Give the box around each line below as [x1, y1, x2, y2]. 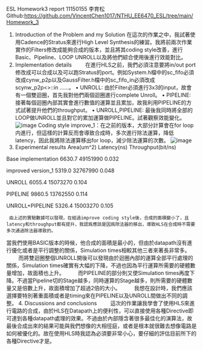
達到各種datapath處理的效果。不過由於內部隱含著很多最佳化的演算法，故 [11, 315, 193, 322]
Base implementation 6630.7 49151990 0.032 [6, 155, 119, 162]
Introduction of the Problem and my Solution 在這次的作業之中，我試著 [14, 31, 190, 38]
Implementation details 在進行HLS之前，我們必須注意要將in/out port [14, 61, 196, 68]
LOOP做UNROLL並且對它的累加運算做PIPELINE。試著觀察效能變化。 [14, 114, 185, 121]
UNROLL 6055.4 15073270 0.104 [6, 179, 88, 186]
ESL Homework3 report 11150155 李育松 [6, 5, 105, 12]
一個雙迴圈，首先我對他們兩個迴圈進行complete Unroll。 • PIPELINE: [20, 91, 192, 99]
